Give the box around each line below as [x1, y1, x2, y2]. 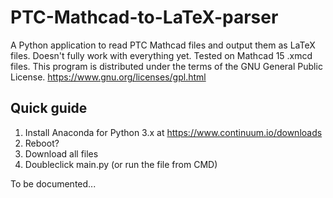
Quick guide [10, 100, 88, 117]
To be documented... [10, 177, 97, 190]
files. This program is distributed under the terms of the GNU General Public [10, 60, 323, 72]
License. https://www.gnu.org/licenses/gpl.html [10, 71, 207, 83]
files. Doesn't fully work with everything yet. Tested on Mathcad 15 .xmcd [10, 49, 313, 61]
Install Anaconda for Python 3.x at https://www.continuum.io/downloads [24, 126, 323, 138]
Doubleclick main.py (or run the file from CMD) [24, 158, 218, 170]
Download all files [24, 147, 99, 160]
